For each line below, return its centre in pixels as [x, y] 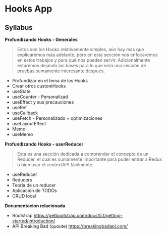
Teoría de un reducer [34, 185]
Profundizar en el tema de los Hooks [50, 81]
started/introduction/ [34, 221]
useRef [19, 107]
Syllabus [19, 28]
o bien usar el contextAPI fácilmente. [55, 165]
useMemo [22, 134]
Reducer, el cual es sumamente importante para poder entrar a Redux [90, 159]
